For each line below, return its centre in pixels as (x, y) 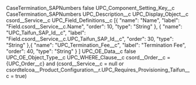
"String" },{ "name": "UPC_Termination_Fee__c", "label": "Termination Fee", (96, 45)
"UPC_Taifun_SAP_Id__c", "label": (46, 33)
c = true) (17, 76)
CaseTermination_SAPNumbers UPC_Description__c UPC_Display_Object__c (97, 14)
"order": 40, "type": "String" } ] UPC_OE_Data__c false (71, 51)
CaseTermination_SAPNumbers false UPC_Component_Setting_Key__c (90, 8)
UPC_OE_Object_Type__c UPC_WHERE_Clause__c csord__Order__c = (88, 57)
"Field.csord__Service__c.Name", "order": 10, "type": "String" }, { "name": (94, 26)
